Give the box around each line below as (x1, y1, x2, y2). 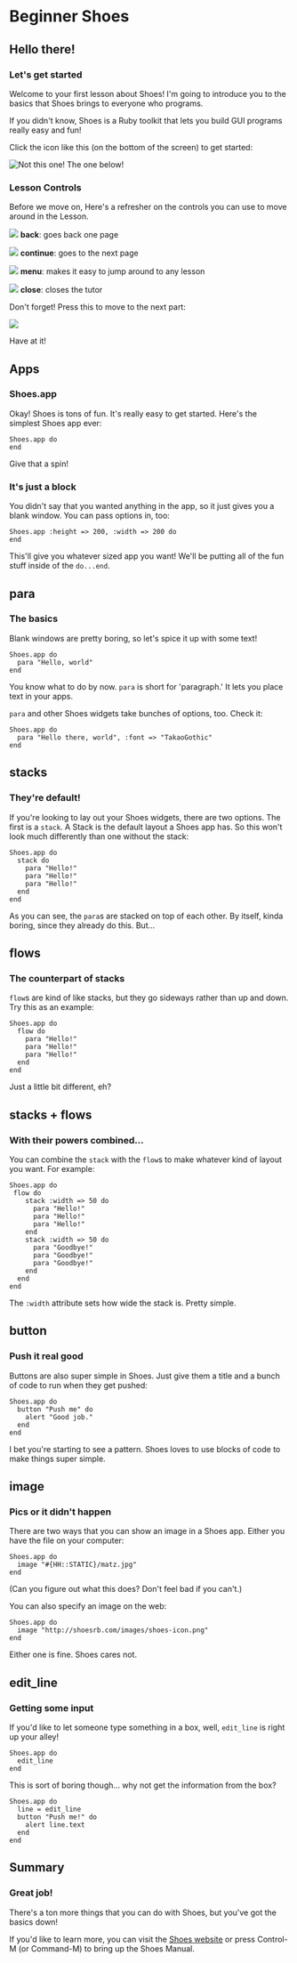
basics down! (9, 1916, 59, 1927)
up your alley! (9, 1731, 60, 1741)
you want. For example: (9, 1163, 95, 1174)
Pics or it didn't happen (9, 1506, 112, 1518)
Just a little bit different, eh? (9, 1081, 112, 1092)
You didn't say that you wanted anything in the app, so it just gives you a (9, 501, 275, 512)
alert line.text (25, 1820, 86, 1830)
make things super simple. (9, 1453, 106, 1464)
